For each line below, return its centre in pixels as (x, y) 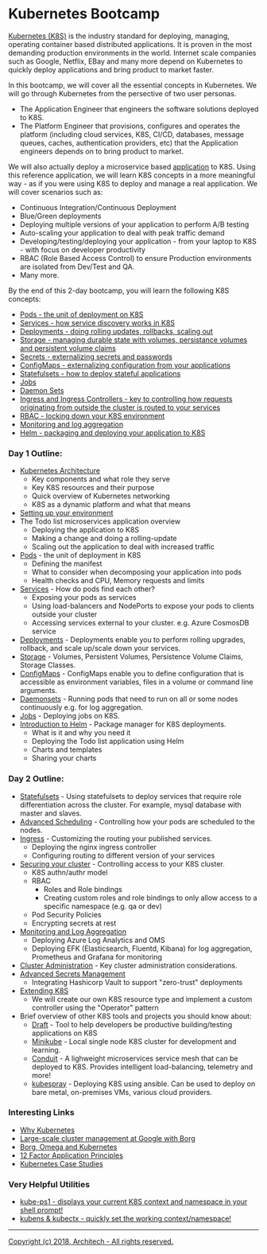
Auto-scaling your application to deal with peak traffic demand (122, 232)
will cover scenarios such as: (56, 192)
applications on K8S (64, 1033)
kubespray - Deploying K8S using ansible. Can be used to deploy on (143, 1084)
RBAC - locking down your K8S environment (92, 415)
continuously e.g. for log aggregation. (81, 707)
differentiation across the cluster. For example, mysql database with (131, 804)
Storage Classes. (48, 665)
